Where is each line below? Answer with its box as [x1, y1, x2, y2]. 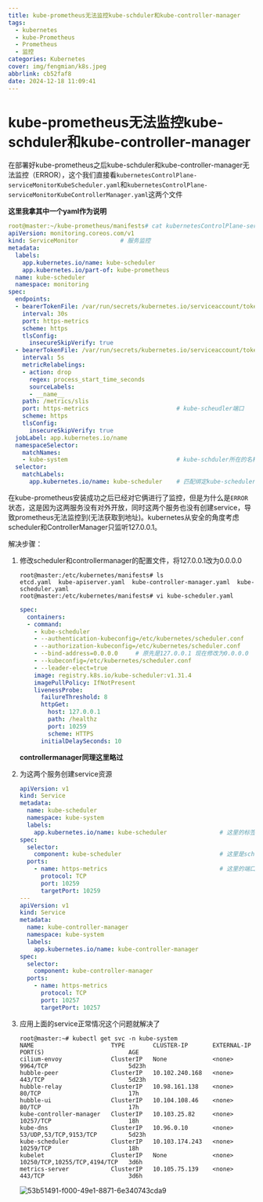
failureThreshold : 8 [40, 693, 108, 701]
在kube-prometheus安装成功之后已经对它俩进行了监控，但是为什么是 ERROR [8, 492, 249, 502]
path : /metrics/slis [22, 397, 89, 405]
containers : [27, 613, 66, 621]
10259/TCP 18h [19, 1144, 139, 1153]
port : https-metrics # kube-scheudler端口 [22, 405, 244, 413]
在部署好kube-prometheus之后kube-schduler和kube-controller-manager [8, 160, 243, 170]
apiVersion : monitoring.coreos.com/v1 [8, 229, 135, 238]
